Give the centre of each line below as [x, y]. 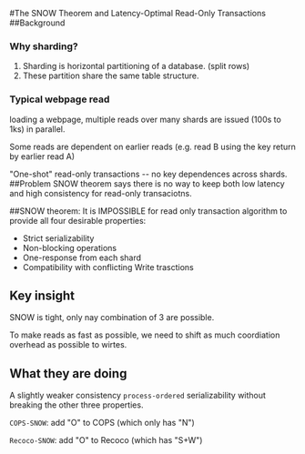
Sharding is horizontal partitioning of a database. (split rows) [136, 66]
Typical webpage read [60, 99]
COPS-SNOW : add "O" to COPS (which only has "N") [102, 423]
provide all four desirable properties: [78, 220]
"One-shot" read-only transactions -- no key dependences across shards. [148, 174]
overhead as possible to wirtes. [68, 345]
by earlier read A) [42, 156]
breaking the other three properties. [76, 405]
